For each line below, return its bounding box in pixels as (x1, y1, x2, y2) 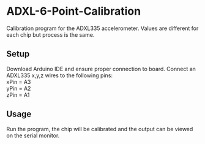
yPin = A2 (6, 85, 31, 92)
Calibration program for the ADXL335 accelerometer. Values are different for (6, 25, 199, 32)
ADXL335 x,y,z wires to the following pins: (6, 72, 113, 79)
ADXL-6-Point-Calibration (6, 4, 141, 18)
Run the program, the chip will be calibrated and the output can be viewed (6, 125, 193, 132)
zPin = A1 (6, 91, 30, 99)
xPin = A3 (6, 78, 31, 85)
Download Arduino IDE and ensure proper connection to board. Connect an (6, 65, 196, 72)
